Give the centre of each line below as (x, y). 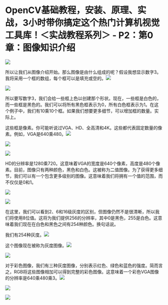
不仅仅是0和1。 (21, 182)
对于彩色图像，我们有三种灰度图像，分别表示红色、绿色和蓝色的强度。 (77, 265)
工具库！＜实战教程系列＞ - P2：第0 (79, 35)
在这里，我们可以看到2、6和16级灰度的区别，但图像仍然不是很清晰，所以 (80, 211)
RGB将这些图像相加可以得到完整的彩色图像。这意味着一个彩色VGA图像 (86, 271)
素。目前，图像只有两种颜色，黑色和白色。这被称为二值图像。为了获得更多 (82, 170)
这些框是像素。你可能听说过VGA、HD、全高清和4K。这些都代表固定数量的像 (84, 128)
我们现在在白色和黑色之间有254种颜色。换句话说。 (66, 224)
